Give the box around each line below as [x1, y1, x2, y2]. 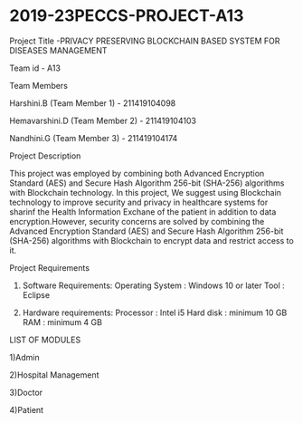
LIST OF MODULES [9, 334, 81, 345]
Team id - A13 [9, 62, 62, 73]
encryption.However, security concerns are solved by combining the [9, 216, 265, 226]
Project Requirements [9, 262, 90, 273]
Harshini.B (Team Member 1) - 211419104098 [9, 97, 176, 109]
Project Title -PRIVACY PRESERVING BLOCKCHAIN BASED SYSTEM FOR [9, 35, 280, 46]
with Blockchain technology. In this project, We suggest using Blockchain [9, 187, 282, 197]
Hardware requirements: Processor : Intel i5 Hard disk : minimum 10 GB [22, 307, 288, 318]
